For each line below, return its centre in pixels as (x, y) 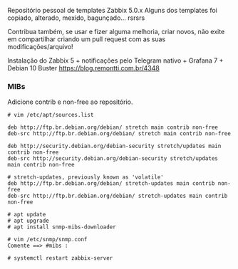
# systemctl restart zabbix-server (60, 258)
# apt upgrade (29, 221)
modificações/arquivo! (40, 47)
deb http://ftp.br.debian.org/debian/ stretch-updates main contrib (111, 184)
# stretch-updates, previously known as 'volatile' (86, 177)
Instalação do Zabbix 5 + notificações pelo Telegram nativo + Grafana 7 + (115, 60)
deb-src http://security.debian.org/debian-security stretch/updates (113, 159)
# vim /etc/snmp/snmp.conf (47, 240)
